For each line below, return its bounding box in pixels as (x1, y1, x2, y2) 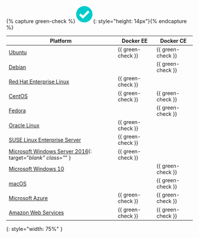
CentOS (8, 93, 28, 100)
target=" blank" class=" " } (8, 154, 71, 161)
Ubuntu (8, 49, 27, 56)
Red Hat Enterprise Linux (8, 78, 69, 85)
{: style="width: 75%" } (6, 226, 63, 232)
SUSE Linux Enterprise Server (8, 136, 81, 143)
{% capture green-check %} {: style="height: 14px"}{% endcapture (6, 18, 187, 24)
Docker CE (159, 37, 187, 44)
